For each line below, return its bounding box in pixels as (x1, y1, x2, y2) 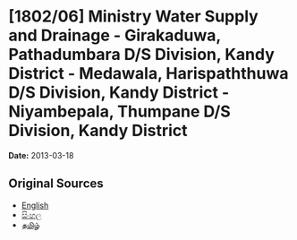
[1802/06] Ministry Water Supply (8, 6, 259, 27)
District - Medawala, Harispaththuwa (8, 64, 289, 84)
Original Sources (8, 176, 104, 192)
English (21, 200, 49, 210)
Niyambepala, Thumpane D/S (8, 101, 232, 122)
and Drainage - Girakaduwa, (8, 25, 221, 46)
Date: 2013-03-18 (8, 150, 74, 160)
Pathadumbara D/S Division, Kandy (8, 45, 275, 64)
